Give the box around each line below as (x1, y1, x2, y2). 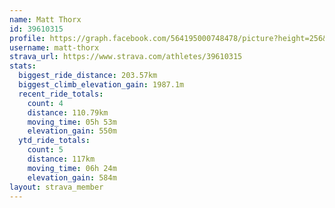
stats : (9, 61, 37, 71)
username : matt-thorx (9, 42, 100, 53)
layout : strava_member (9, 182, 104, 192)
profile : (9, 33, 46, 43)
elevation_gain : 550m (27, 126, 117, 136)
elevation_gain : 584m (27, 172, 117, 183)
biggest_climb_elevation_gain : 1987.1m (18, 80, 185, 90)
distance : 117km (27, 154, 96, 164)
